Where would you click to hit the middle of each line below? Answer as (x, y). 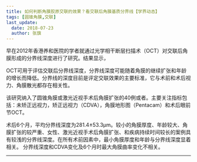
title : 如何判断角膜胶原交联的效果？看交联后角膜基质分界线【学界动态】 (83, 11)
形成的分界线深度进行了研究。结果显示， (60, 58)
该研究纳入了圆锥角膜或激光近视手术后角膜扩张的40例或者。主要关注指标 (94, 98)
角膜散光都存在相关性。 (45, 85)
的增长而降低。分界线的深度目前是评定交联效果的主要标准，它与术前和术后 (96, 78)
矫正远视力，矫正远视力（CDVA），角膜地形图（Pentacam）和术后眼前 (106, 105)
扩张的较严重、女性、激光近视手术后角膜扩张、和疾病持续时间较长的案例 (98, 132)
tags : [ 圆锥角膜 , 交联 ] (31, 17)
